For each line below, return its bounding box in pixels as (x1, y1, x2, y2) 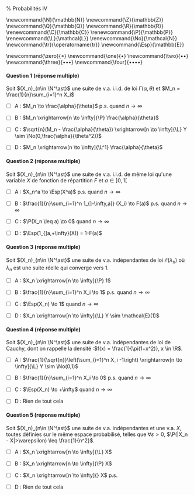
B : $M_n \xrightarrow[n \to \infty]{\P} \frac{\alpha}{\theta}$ (14, 114, 160, 122)
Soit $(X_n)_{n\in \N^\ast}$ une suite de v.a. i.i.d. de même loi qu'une (6, 171, 172, 178)
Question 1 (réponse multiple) (6, 72, 79, 79)
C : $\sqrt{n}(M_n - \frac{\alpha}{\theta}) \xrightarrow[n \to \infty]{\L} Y (14, 126, 187, 133)
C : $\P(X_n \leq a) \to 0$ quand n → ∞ (14, 217, 109, 224)
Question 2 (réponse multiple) (6, 158, 81, 165)
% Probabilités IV (6, 5, 48, 12)
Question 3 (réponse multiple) (6, 243, 81, 250)
